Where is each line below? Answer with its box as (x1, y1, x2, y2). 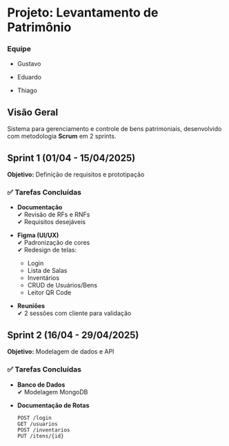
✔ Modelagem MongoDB (17, 387, 88, 396)
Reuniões (17, 302, 46, 310)
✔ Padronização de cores (17, 239, 90, 247)
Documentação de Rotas (17, 401, 90, 409)
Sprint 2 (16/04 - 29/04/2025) (7, 329, 139, 341)
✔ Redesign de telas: (17, 246, 77, 254)
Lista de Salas (27, 267, 68, 275)
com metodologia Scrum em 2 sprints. (7, 132, 117, 141)
